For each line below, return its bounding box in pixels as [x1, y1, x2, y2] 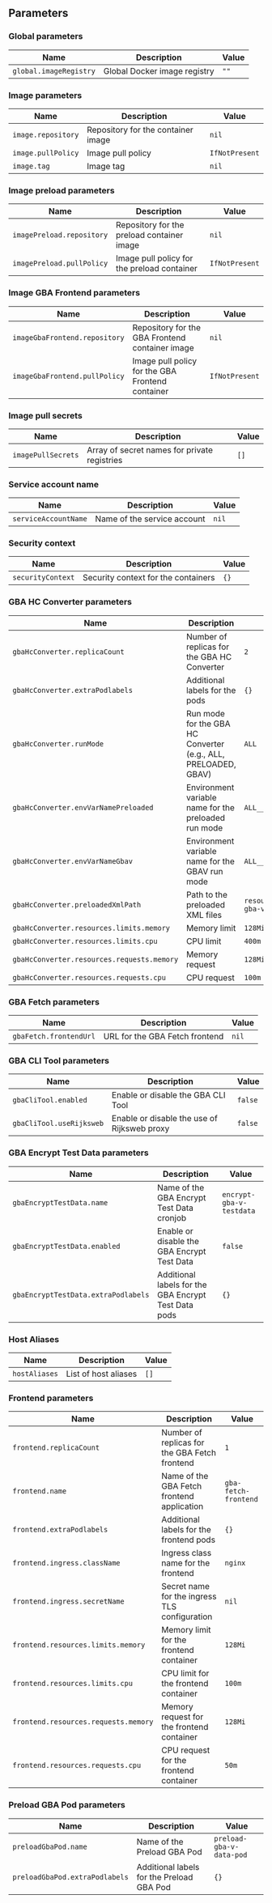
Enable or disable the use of [112, 1113, 219, 1124]
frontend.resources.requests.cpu [12, 1761, 142, 1770]
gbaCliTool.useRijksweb [12, 1119, 104, 1128]
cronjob [157, 1212, 187, 1223]
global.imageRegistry [12, 66, 96, 75]
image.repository [12, 130, 79, 139]
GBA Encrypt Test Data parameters [8, 1147, 150, 1158]
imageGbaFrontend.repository [12, 333, 125, 342]
